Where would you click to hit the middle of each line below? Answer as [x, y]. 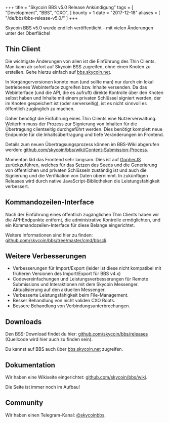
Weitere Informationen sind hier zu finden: [49, 235]
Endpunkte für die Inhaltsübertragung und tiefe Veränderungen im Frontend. [85, 134]
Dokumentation [30, 365]
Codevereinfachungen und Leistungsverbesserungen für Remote [80, 279]
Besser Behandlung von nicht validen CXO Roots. [64, 301]
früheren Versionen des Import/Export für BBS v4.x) [67, 274]
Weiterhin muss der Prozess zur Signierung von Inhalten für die [71, 124]
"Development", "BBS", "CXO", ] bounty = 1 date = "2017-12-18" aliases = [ [83, 13]
